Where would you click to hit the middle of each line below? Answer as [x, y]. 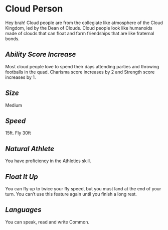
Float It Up [22, 177]
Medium [14, 105]
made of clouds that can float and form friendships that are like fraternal [80, 33]
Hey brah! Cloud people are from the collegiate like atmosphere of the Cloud [84, 23]
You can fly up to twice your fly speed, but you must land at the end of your [83, 189]
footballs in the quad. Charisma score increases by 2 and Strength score [80, 72]
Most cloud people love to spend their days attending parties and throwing [82, 66]
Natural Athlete [30, 149]
